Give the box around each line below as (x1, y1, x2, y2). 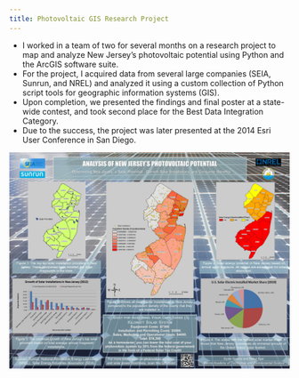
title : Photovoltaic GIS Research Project (9, 14, 169, 23)
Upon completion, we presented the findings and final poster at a (21, 96, 261, 107)
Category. (21, 116, 60, 126)
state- (262, 96, 285, 107)
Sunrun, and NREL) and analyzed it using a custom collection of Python (21, 77, 285, 88)
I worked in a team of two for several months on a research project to (21, 40, 276, 51)
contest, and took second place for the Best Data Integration (42, 106, 264, 117)
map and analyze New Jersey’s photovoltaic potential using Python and (21, 49, 285, 60)
